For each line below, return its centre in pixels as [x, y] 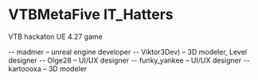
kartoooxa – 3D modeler [48, 68]
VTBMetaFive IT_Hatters [91, 15]
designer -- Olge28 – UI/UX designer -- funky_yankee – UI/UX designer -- [129, 60]
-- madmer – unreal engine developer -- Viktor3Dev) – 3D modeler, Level [127, 51]
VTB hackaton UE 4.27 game [56, 36]
